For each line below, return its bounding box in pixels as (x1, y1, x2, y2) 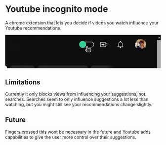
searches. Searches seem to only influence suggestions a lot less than (5, 96, 149, 102)
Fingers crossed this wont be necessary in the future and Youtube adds (5, 129, 151, 135)
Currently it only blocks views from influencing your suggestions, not (5, 91, 146, 97)
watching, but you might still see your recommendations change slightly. (5, 101, 153, 107)
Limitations (5, 78, 41, 86)
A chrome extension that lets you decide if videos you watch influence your (5, 20, 159, 26)
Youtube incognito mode (5, 3, 108, 15)
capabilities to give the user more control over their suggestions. (5, 134, 137, 140)
